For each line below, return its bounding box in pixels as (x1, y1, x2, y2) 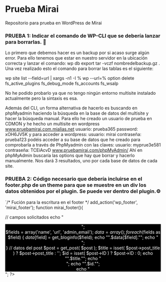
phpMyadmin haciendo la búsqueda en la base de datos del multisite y (5, 110, 149, 116)
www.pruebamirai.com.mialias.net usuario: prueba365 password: (5, 126, 138, 132)
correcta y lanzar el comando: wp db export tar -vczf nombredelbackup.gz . (5, 61, 161, 67)
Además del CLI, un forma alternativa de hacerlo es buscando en (5, 105, 137, 111)
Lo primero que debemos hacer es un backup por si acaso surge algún (5, 50, 150, 56)
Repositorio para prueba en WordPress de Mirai (5, 20, 102, 26)
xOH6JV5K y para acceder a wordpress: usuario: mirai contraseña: (5, 132, 142, 138)
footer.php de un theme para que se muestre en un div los (5, 182, 147, 189)
